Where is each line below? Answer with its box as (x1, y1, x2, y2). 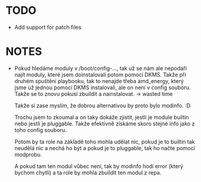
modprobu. (14, 151, 42, 158)
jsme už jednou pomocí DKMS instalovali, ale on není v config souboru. (14, 84, 191, 91)
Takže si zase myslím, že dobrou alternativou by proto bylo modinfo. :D (14, 102, 191, 109)
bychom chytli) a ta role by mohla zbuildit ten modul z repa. (14, 169, 162, 176)
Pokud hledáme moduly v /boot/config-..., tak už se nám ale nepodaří (14, 64, 187, 72)
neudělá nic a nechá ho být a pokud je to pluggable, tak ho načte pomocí (14, 144, 196, 151)
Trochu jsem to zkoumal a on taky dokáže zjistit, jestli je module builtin (14, 113, 189, 121)
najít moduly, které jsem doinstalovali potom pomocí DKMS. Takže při (14, 71, 187, 78)
